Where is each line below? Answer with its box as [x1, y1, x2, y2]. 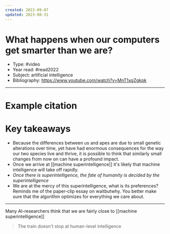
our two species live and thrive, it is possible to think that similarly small [12, 150, 162, 157]
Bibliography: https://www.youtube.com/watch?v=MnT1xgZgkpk [12, 77, 147, 83]
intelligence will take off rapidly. [12, 166, 79, 172]
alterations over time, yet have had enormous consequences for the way [12, 145, 164, 151]
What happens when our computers [5, 34, 160, 45]
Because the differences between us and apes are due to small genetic [12, 139, 161, 146]
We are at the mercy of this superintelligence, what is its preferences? [12, 182, 158, 189]
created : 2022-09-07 [5, 7, 49, 13]
